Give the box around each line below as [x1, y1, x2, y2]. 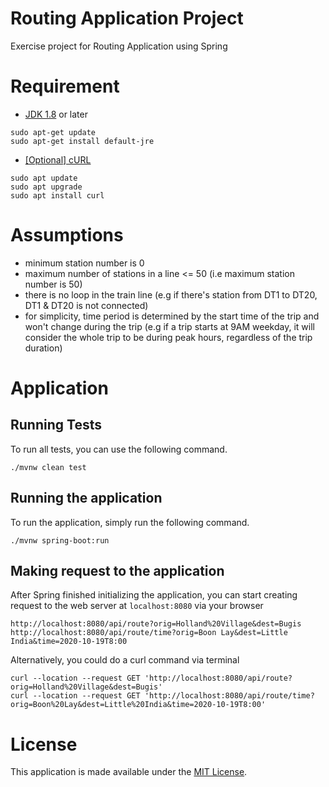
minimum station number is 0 [24, 257, 145, 269]
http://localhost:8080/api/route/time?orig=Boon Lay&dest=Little [10, 628, 288, 638]
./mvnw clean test [10, 462, 87, 472]
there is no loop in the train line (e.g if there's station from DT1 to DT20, [24, 288, 318, 301]
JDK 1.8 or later [24, 108, 88, 120]
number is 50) [24, 278, 83, 290]
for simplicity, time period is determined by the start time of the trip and [24, 310, 320, 322]
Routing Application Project [10, 7, 244, 30]
